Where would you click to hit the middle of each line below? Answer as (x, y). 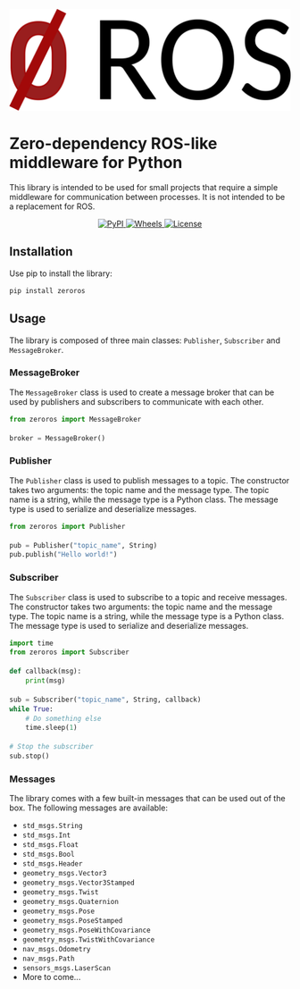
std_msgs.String (52, 826)
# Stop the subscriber (51, 747)
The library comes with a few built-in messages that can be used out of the (147, 799)
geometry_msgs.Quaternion (70, 902)
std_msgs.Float (50, 845)
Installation (41, 251)
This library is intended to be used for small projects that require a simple (144, 188)
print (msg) (46, 681)
